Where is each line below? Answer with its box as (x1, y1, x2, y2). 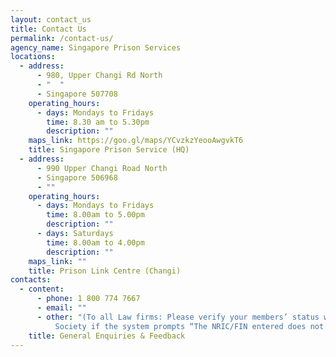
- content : (19, 284, 65, 295)
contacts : (10, 275, 52, 285)
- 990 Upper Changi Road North (36, 163, 168, 173)
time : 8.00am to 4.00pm (46, 237, 145, 248)
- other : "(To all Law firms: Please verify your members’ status (36, 312, 320, 322)
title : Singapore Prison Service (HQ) (28, 145, 190, 155)
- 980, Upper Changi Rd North (36, 71, 163, 81)
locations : (10, 52, 56, 62)
